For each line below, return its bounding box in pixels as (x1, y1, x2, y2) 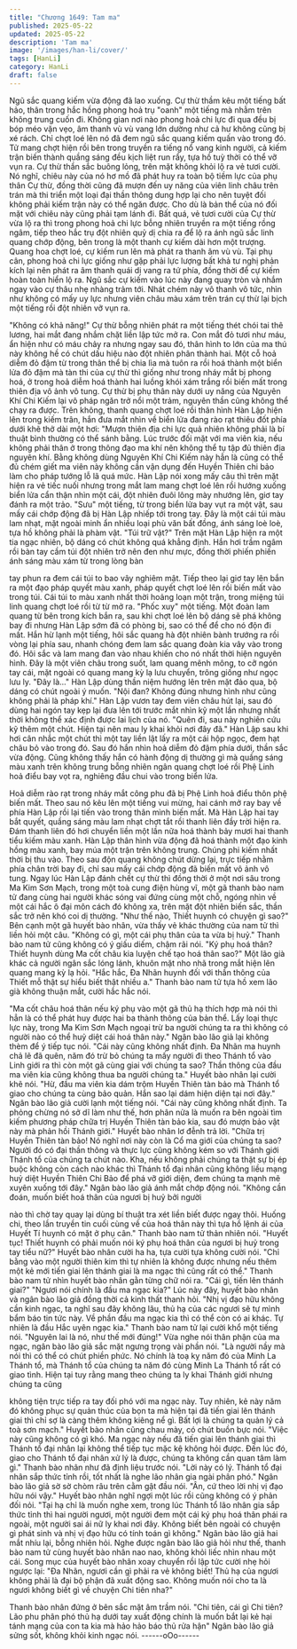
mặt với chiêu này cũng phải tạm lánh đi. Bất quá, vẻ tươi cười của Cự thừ (9, 208, 277, 218)
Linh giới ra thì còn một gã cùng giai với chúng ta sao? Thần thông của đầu (9, 1060, 282, 1070)
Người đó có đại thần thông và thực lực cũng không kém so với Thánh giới (9, 1144, 279, 1155)
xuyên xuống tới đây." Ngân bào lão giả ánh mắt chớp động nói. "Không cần (9, 1182, 286, 1193)
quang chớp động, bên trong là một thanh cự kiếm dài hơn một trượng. (9, 236, 266, 247)
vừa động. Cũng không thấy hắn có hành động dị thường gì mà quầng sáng (9, 752, 284, 762)
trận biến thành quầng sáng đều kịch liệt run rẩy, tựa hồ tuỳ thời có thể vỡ (9, 152, 277, 162)
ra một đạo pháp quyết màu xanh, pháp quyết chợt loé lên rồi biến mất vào (9, 582, 282, 593)
